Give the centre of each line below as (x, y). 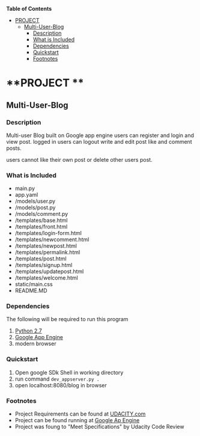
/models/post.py (35, 207)
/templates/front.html (41, 227)
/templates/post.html (41, 259)
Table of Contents (29, 9)
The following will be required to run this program (67, 319)
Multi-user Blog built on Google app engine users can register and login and (100, 135)
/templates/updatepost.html (49, 272)
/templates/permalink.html (47, 253)
